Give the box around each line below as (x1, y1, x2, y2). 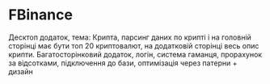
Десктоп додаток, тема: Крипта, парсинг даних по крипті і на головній (8, 32, 252, 42)
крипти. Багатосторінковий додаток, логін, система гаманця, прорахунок (8, 49, 263, 59)
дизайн (8, 66, 34, 76)
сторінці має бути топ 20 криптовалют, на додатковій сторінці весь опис (8, 40, 259, 50)
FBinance (8, 6, 73, 24)
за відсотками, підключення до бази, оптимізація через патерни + (8, 58, 238, 68)
